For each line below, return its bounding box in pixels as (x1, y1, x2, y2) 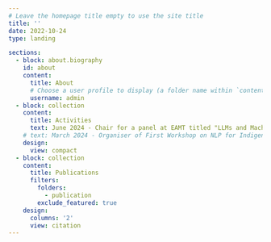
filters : (29, 177, 60, 185)
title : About (29, 78, 74, 87)
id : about (23, 64, 56, 73)
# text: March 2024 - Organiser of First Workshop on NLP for (23, 131, 236, 140)
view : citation (29, 221, 81, 230)
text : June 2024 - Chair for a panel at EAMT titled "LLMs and (29, 124, 248, 132)
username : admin (29, 94, 85, 102)
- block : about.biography (15, 56, 103, 65)
